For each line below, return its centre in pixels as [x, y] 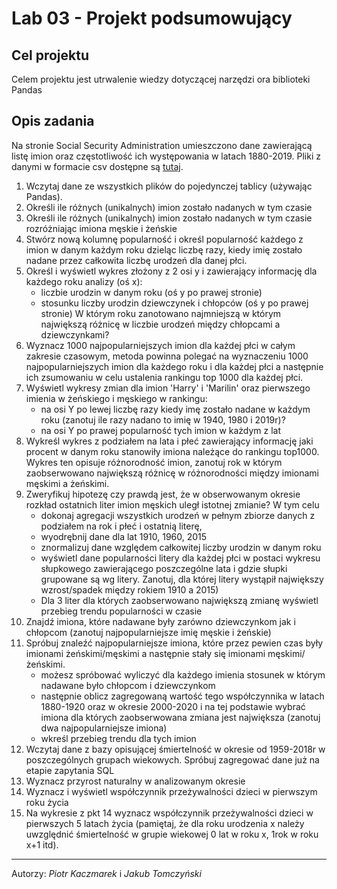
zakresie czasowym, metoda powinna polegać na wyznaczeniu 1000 [167, 356]
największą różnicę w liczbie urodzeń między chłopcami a [160, 324]
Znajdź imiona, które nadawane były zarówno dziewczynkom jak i [160, 621]
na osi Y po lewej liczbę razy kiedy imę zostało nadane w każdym [175, 409]
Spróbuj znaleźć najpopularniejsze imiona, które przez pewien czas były [174, 643]
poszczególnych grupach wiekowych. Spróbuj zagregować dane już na [172, 759]
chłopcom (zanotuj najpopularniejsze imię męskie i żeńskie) [148, 632]
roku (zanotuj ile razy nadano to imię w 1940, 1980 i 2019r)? [163, 419]
